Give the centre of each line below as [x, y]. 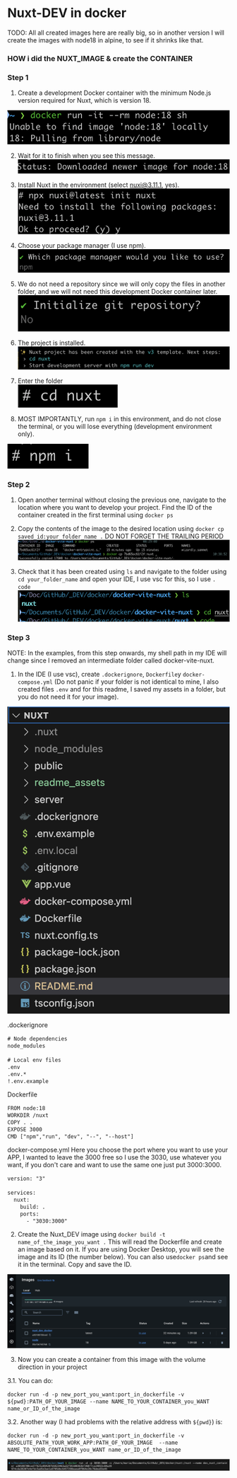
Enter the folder [40, 381]
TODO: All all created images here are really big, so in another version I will [116, 33]
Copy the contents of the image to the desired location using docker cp [121, 529]
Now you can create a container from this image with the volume [111, 1360]
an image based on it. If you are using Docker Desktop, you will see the [121, 1249]
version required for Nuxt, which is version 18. [84, 101]
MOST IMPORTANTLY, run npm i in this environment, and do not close [119, 418]
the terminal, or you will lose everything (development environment [115, 426]
